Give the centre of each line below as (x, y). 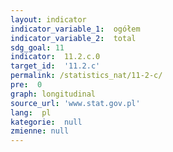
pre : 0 (26, 85)
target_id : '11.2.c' (55, 66)
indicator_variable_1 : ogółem (75, 29)
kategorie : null (46, 122)
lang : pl (31, 112)
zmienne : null (40, 131)
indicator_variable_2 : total (73, 38)
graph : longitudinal (53, 94)
